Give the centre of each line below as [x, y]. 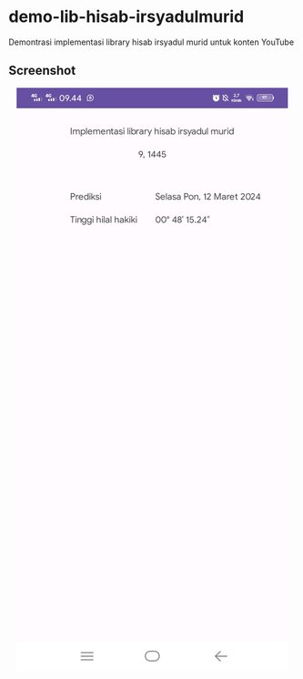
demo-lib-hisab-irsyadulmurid [126, 17]
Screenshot [42, 71]
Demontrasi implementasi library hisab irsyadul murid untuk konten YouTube [151, 42]
